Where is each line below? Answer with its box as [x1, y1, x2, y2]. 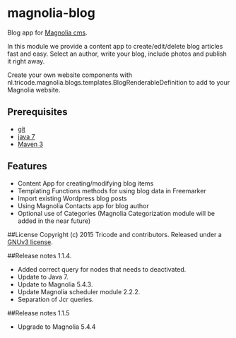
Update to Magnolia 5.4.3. [17, 280, 93, 289]
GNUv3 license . [7, 238, 53, 246]
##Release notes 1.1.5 [7, 308, 70, 317]
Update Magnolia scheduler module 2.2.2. [17, 287, 141, 296]
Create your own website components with [7, 71, 133, 79]
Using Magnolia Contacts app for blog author [17, 201, 150, 210]
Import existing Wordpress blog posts [17, 194, 127, 203]
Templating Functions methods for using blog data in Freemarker [17, 186, 206, 195]
